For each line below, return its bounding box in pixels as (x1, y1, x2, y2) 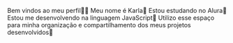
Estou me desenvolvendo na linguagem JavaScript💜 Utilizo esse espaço (7, 14, 215, 22)
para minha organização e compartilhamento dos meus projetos (7, 21, 192, 29)
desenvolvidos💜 (7, 28, 54, 36)
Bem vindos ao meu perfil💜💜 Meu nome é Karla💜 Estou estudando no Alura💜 (7, 7, 227, 14)
